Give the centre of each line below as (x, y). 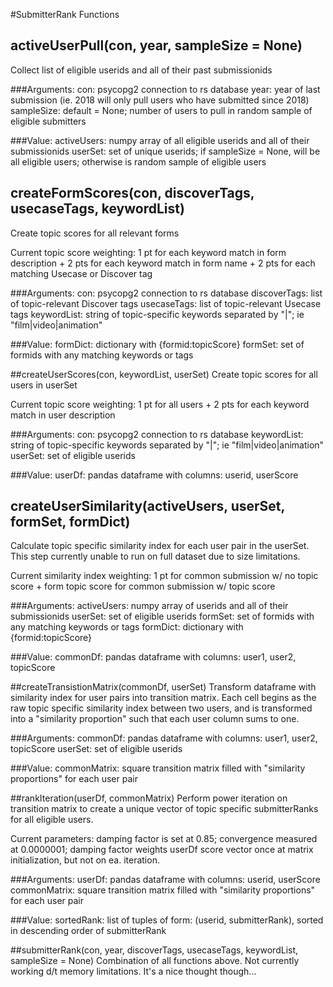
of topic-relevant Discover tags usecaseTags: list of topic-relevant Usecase (166, 303)
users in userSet (44, 385)
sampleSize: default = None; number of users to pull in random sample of (161, 110)
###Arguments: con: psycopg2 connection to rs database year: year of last (165, 89)
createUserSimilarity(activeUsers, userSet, (147, 506)
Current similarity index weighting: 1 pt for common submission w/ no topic (164, 576)
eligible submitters (48, 121)
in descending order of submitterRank (88, 931)
